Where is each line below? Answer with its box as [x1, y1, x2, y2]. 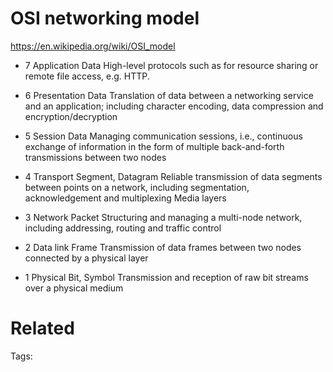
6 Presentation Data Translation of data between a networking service [24, 89, 314, 101]
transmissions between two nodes [24, 151, 167, 163]
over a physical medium [24, 282, 124, 294]
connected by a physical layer [24, 252, 149, 264]
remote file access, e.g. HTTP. [24, 70, 150, 82]
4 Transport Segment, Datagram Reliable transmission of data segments [24, 170, 323, 182]
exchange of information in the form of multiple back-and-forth [24, 140, 285, 152]
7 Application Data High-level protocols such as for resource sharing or [24, 59, 319, 71]
